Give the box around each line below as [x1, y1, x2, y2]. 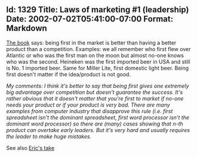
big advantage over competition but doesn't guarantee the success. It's [6, 89, 183, 96]
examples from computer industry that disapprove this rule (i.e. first [6, 107, 173, 115]
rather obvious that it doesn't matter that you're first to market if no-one [6, 95, 184, 102]
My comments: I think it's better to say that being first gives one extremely [6, 82, 189, 89]
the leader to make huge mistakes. [6, 133, 91, 140]
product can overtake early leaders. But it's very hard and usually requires [6, 126, 190, 133]
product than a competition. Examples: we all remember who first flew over [6, 45, 191, 52]
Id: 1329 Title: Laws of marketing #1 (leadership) [6, 5, 189, 15]
